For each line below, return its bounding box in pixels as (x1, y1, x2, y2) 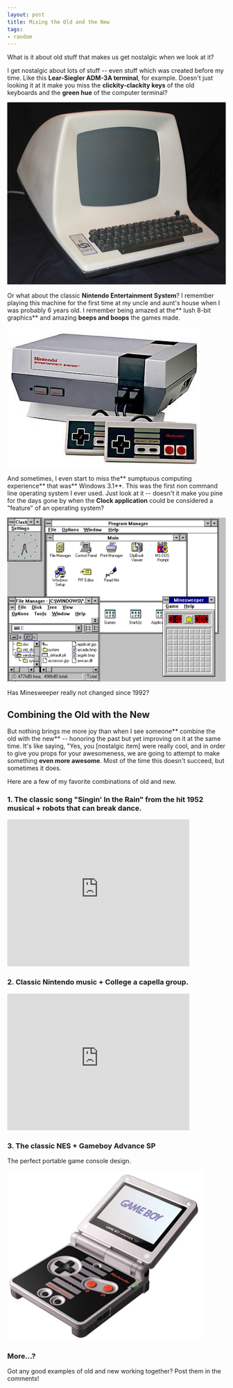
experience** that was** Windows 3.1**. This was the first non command (7, 482, 218, 490)
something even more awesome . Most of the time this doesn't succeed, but (7, 757, 225, 765)
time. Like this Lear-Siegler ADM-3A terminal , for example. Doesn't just (7, 74, 214, 83)
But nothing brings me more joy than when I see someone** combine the (7, 727, 216, 735)
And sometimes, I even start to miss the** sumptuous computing (7, 474, 192, 483)
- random (7, 33, 33, 40)
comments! (7, 1374, 40, 1383)
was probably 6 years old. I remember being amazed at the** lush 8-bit (7, 306, 212, 315)
